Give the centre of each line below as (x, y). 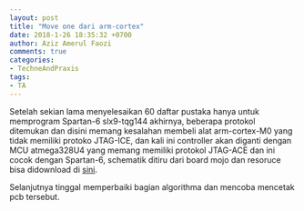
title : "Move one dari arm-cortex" (77, 26)
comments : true (38, 52)
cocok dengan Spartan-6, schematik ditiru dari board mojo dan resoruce (145, 159)
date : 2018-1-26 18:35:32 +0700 (71, 35)
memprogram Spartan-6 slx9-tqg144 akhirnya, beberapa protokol (132, 121)
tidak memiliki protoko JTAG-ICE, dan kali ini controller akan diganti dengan (151, 140)
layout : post (34, 18)
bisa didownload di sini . (54, 169)
